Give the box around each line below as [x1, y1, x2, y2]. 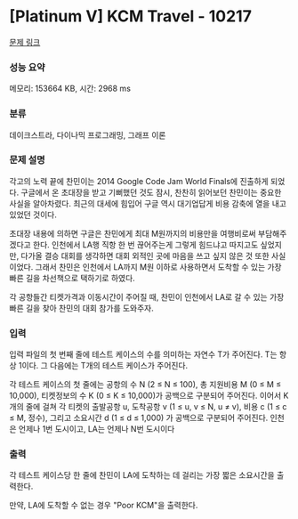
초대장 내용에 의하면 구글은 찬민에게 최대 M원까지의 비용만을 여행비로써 [9, 228, 256, 239]
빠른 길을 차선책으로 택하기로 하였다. [9, 272, 135, 283]
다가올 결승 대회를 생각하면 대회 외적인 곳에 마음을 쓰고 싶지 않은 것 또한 [20, 250, 270, 261]
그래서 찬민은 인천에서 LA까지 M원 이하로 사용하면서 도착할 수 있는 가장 [35, 261, 282, 272]
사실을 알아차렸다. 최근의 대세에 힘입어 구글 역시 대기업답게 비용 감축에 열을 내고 [9, 198, 287, 208]
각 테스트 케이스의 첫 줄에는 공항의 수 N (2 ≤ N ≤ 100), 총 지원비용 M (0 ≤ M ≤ [9, 379, 282, 390]
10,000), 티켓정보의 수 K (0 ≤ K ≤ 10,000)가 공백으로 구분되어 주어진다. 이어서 [9, 390, 282, 401]
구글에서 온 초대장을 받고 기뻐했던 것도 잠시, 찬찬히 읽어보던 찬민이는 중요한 [20, 187, 282, 198]
